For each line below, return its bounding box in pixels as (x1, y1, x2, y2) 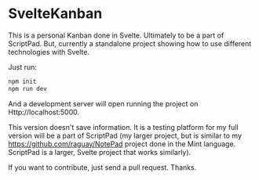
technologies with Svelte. (8, 47, 90, 56)
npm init (8, 77, 37, 85)
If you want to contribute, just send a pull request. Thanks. (8, 162, 197, 172)
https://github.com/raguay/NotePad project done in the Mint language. (8, 139, 236, 149)
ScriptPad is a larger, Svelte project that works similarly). (8, 147, 192, 157)
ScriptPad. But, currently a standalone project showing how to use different (8, 38, 252, 48)
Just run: (8, 62, 38, 71)
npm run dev (8, 85, 47, 92)
